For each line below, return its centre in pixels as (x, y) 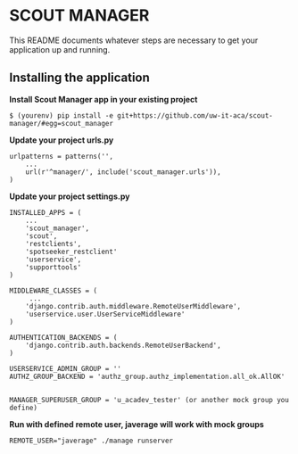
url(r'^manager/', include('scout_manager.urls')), (123, 172)
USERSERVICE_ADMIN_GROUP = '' (66, 368)
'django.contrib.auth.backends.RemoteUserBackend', (123, 345)
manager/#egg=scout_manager (62, 123)
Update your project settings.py (70, 196)
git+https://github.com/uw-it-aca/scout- (195, 116)
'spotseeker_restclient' (71, 252)
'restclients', (54, 244)
